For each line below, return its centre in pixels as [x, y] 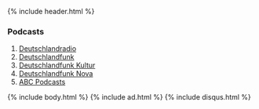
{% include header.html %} [51, 11]
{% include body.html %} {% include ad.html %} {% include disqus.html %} [129, 97]
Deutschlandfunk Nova [56, 74]
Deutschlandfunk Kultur [57, 65]
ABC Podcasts [42, 82]
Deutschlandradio [47, 49]
